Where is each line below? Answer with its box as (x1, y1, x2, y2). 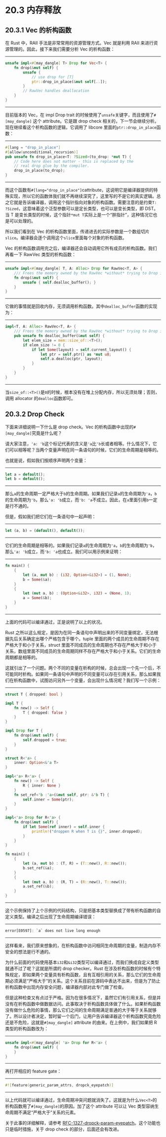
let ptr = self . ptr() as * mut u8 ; (40, 352, 112, 357)
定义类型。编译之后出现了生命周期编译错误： (5, 914, 96, 920)
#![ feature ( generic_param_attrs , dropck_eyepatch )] (5, 1083, 114, 1088)
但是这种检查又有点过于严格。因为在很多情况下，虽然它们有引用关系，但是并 (5, 995, 161, 1001)
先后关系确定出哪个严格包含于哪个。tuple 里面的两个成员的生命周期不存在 (9, 636, 160, 642)
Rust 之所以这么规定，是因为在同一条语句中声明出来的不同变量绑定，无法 (5, 629, 154, 635)
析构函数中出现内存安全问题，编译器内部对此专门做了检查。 (5, 984, 126, 990)
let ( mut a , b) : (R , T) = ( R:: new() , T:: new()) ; (23, 879, 127, 884)
